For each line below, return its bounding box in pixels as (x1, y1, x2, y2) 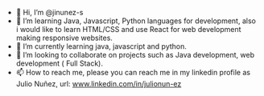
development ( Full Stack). (15, 58, 103, 68)
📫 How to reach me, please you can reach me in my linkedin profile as (15, 68, 251, 77)
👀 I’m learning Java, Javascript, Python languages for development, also (15, 16, 256, 26)
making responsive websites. (15, 33, 113, 42)
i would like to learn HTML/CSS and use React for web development (15, 25, 241, 34)
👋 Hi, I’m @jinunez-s (15, 8, 84, 17)
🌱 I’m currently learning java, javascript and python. (15, 42, 188, 51)
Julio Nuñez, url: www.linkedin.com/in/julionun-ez (15, 79, 182, 88)
